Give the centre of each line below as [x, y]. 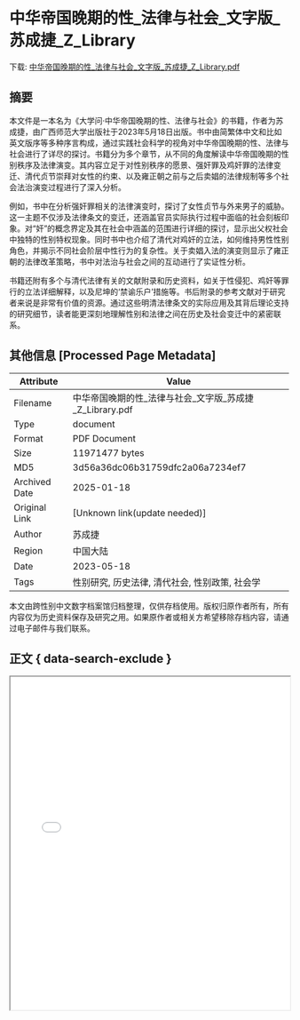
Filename [33, 402]
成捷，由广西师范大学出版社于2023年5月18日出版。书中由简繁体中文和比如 [146, 131]
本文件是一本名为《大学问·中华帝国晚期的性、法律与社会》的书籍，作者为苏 [146, 120]
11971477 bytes [108, 452]
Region [28, 550]
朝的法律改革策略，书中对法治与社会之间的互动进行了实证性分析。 [130, 261]
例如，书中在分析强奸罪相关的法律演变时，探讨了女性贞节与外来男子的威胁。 [149, 206]
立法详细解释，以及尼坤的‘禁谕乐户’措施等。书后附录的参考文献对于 [147, 291]
